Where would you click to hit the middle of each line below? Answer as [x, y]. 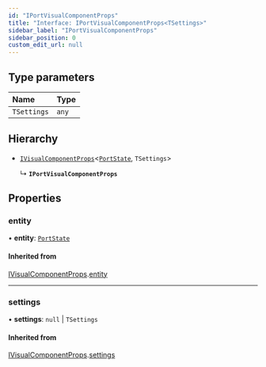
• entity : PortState [39, 238]
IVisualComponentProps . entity [58, 273]
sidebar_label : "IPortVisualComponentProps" [83, 30]
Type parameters [51, 77]
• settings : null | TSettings [53, 319]
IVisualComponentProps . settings [62, 355]
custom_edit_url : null [46, 45]
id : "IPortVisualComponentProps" [63, 15]
